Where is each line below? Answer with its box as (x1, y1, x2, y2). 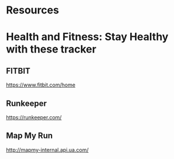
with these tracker (6, 43, 96, 56)
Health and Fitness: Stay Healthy (6, 30, 169, 44)
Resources (6, 4, 60, 17)
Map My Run (6, 131, 53, 141)
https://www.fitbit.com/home (6, 81, 76, 88)
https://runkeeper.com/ (6, 114, 62, 120)
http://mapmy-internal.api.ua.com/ (6, 146, 89, 153)
